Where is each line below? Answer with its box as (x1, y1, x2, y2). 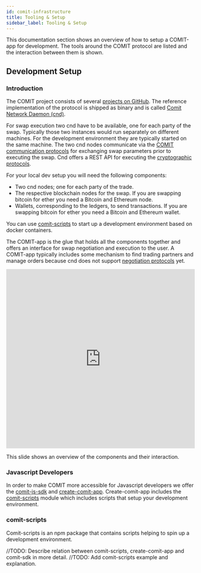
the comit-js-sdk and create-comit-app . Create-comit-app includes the (6, 488, 181, 495)
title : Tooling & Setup (6, 14, 66, 20)
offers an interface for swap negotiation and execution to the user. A (6, 244, 175, 252)
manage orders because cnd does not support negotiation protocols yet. (6, 258, 185, 265)
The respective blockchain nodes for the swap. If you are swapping (14, 189, 181, 197)
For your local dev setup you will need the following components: (6, 171, 167, 179)
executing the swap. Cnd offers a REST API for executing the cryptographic (6, 154, 193, 161)
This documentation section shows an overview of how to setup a (6, 36, 169, 44)
